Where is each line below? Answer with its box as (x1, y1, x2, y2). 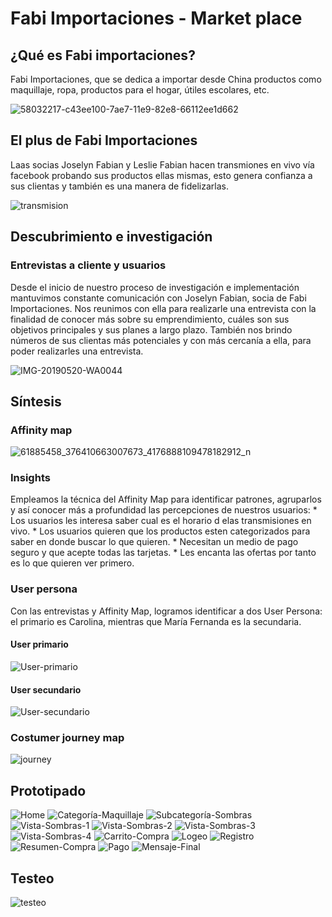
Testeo (10, 870, 55, 887)
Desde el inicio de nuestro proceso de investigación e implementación (10, 281, 300, 293)
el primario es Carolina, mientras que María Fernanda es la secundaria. (10, 615, 302, 627)
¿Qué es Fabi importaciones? (10, 47, 196, 64)
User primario (10, 638, 69, 651)
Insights (10, 471, 51, 485)
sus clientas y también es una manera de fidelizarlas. (10, 180, 229, 192)
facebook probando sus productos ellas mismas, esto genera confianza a (10, 169, 313, 181)
